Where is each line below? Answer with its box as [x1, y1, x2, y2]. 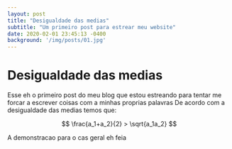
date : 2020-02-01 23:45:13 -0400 [7, 30, 106, 38]
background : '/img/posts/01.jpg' [7, 37, 106, 44]
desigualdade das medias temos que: [7, 106, 117, 114]
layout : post [7, 10, 46, 18]
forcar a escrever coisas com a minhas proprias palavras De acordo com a [7, 99, 226, 107]
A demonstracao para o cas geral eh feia [7, 133, 126, 142]
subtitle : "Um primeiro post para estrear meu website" [7, 23, 176, 31]
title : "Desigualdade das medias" [7, 17, 110, 24]
